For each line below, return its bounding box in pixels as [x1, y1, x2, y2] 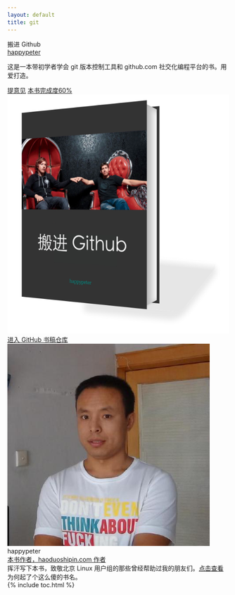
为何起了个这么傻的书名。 [7, 573, 82, 582]
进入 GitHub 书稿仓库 [7, 335, 68, 344]
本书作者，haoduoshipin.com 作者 [7, 556, 106, 564]
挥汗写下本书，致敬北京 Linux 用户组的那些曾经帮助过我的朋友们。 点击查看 [7, 564, 224, 572]
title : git [7, 18, 39, 26]
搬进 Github [7, 39, 41, 49]
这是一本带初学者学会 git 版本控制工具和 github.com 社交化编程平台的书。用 [7, 62, 227, 70]
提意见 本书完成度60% [7, 86, 72, 94]
